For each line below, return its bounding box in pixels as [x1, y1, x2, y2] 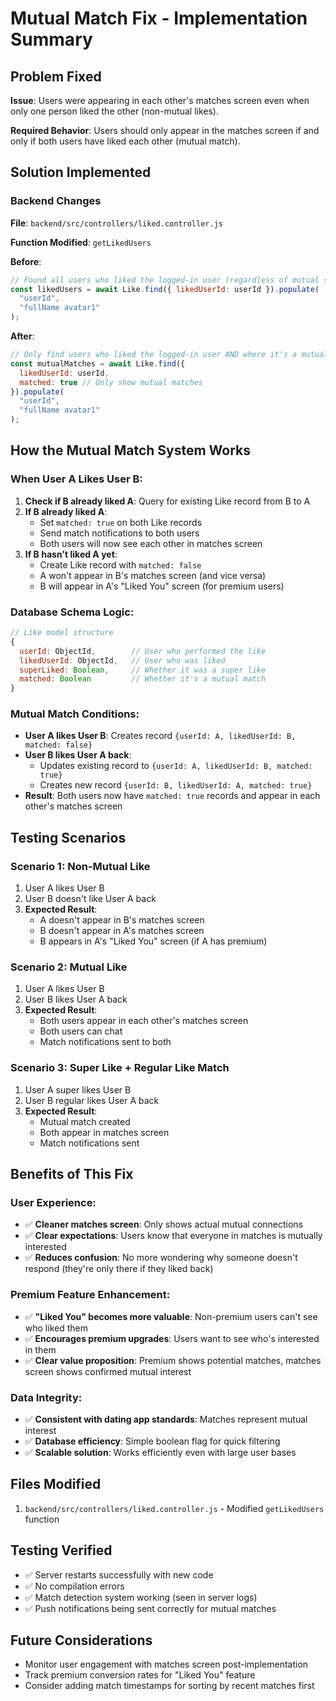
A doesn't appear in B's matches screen [39, 914, 205, 926]
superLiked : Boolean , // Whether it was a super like [19, 665, 267, 675]
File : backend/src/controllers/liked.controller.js [10, 217, 223, 229]
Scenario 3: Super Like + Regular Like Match [10, 1061, 230, 1075]
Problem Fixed [10, 68, 102, 85]
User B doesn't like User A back [24, 893, 157, 905]
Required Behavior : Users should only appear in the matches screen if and [10, 125, 320, 136]
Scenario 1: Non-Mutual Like [10, 859, 151, 873]
